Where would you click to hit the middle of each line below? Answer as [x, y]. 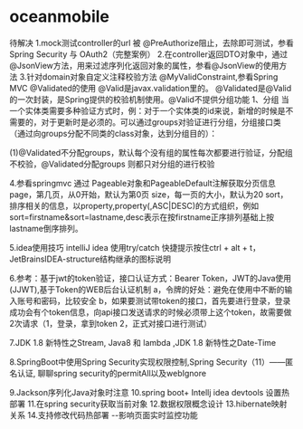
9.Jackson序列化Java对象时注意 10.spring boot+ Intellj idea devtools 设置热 [150, 392]
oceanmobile [60, 17]
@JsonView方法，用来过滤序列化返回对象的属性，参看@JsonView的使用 [144, 65]
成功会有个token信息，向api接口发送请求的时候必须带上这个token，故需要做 [151, 312]
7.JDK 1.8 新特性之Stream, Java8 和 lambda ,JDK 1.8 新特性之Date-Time [143, 342]
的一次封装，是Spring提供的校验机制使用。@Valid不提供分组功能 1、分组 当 [149, 99]
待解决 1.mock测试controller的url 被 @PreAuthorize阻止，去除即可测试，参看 [151, 43]
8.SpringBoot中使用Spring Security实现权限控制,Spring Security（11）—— [147, 362]
